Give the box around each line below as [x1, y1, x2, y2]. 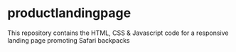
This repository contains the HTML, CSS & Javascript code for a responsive [7, 28, 229, 37]
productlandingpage [7, 5, 132, 21]
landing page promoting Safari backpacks [7, 36, 130, 44]
